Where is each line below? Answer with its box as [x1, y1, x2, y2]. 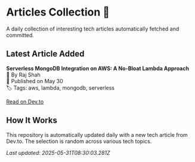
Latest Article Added [6, 49, 85, 59]
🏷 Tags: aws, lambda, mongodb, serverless [6, 84, 115, 91]
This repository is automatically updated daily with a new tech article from [6, 131, 188, 138]
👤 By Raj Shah [6, 71, 41, 78]
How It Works [6, 115, 58, 126]
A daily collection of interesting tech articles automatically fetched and [6, 25, 179, 32]
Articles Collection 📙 [6, 5, 110, 19]
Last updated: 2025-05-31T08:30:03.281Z [6, 149, 110, 156]
